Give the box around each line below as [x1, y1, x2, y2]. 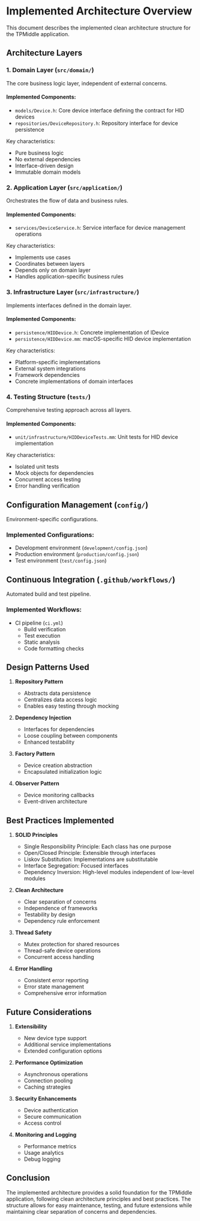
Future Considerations [6, 1007, 92, 1017]
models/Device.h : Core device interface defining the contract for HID [14, 106, 184, 114]
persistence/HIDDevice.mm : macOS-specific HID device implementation [14, 335, 191, 342]
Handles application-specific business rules [14, 273, 124, 280]
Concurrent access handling [23, 953, 94, 961]
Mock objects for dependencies [14, 470, 94, 477]
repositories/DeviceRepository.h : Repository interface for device [14, 119, 178, 127]
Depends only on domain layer [14, 266, 91, 274]
